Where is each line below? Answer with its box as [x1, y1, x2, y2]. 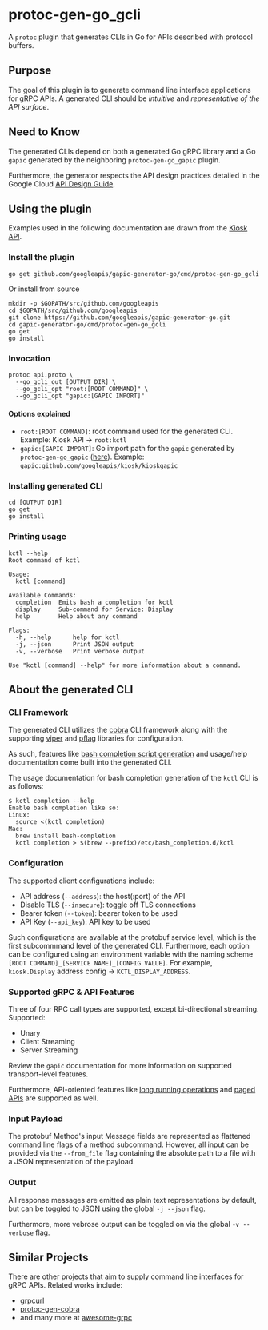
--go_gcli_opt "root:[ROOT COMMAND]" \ [15, 385, 149, 393]
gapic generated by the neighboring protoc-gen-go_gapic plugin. [8, 154, 221, 165]
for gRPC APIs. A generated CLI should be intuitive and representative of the [8, 94, 260, 103]
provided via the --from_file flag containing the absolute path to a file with [8, 1148, 256, 1158]
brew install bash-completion [15, 832, 116, 841]
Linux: [8, 811, 30, 819]
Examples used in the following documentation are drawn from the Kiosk [8, 223, 248, 233]
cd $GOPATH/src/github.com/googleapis [8, 306, 138, 314]
